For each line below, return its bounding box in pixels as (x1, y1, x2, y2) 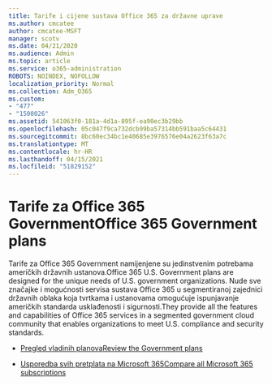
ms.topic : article (8, 58, 71, 66)
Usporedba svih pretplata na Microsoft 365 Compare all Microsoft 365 (19, 359, 253, 369)
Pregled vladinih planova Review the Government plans (19, 344, 203, 353)
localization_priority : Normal (8, 79, 114, 88)
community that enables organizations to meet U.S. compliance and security (8, 319, 264, 329)
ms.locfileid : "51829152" (8, 163, 96, 171)
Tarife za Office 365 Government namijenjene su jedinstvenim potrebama (8, 259, 254, 268)
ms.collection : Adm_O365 (8, 87, 93, 96)
